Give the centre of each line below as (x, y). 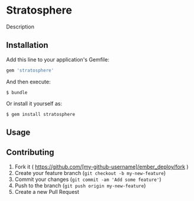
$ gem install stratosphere (41, 114)
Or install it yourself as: (34, 103)
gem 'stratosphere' (30, 70)
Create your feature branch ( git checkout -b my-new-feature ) (90, 173)
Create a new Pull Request (47, 192)
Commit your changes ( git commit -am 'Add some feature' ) (88, 179)
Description (20, 27)
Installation (27, 45)
